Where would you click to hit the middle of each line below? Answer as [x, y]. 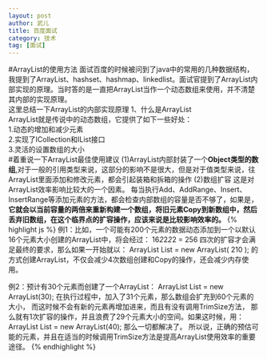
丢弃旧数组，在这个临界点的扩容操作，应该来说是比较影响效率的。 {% [123, 220]
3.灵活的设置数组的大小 [47, 150]
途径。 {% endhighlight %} [52, 347]
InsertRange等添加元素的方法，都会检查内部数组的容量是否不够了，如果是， [133, 200]
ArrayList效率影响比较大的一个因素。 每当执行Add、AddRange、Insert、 [128, 190]
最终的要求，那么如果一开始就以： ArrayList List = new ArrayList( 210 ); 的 [136, 250]
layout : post [30, 16]
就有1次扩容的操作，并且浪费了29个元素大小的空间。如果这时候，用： [129, 317]
